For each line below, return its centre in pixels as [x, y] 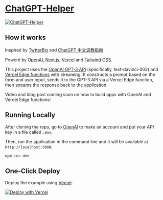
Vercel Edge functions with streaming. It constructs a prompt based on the [80, 75]
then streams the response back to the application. [56, 85]
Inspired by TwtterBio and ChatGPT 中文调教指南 [54, 50]
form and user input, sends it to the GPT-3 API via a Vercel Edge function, [79, 79]
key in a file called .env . [29, 132]
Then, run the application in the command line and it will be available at [77, 141]
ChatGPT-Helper [40, 9]
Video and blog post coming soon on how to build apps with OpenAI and [78, 94]
